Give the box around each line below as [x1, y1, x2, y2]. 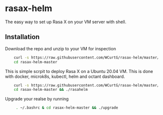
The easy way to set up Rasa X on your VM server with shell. [5, 19, 127, 25]
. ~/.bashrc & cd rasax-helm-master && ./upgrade [16, 105, 118, 110]
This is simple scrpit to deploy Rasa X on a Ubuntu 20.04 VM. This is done [5, 68, 153, 74]
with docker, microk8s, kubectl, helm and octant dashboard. [5, 73, 125, 79]
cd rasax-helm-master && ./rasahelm [14, 87, 88, 92]
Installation [5, 33, 40, 41]
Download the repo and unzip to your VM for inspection [5, 45, 116, 51]
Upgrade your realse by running [5, 96, 69, 102]
